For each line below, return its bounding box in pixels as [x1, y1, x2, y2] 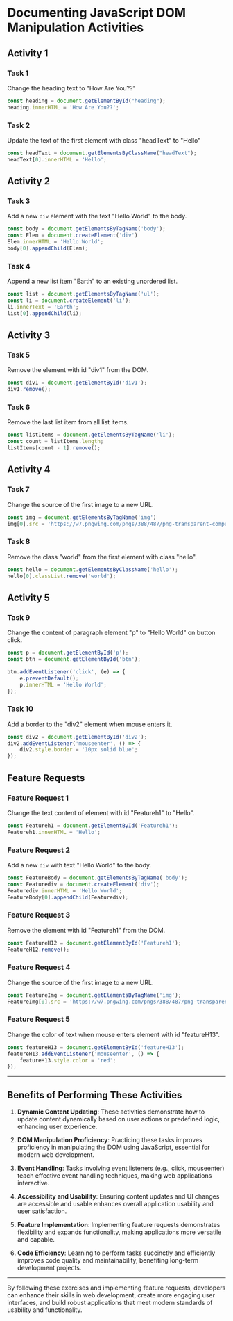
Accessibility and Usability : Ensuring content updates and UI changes [17, 1192, 220, 1201]
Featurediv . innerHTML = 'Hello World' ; [7, 887, 123, 895]
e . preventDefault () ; [19, 675, 79, 682]
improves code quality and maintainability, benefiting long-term [17, 1256, 199, 1265]
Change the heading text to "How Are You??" [7, 83, 137, 92]
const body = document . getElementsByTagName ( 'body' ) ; [7, 225, 166, 232]
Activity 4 [7, 464, 51, 476]
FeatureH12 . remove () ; [7, 946, 70, 953]
